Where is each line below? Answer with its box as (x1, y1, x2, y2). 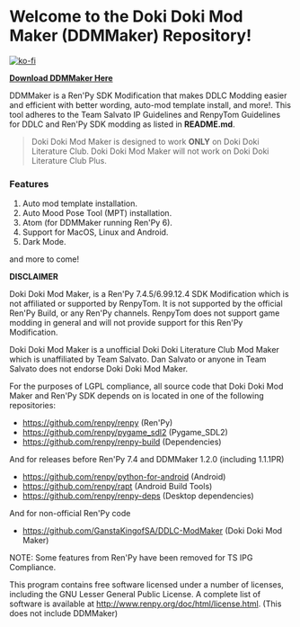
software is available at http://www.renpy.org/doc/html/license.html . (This (9, 598, 282, 609)
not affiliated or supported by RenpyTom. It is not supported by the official (9, 299, 283, 309)
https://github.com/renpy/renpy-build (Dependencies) (22, 436, 222, 447)
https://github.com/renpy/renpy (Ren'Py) (22, 417, 173, 428)
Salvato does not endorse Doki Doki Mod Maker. (9, 363, 189, 374)
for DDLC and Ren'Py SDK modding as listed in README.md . (9, 119, 235, 130)
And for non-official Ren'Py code (9, 508, 131, 519)
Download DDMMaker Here (9, 72, 114, 83)
